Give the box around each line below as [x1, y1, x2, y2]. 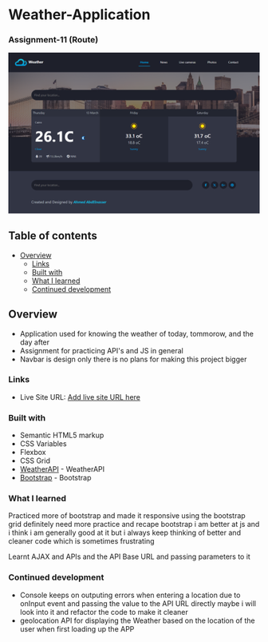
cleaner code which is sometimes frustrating [8, 536, 155, 546]
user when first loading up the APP [19, 624, 135, 633]
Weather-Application [8, 6, 151, 24]
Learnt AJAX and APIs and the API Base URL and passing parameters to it [8, 552, 251, 561]
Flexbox [19, 448, 46, 457]
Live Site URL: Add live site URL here [19, 392, 141, 401]
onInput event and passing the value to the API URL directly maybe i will [19, 598, 257, 608]
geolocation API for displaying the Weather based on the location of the [19, 616, 255, 625]
